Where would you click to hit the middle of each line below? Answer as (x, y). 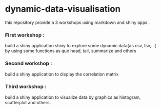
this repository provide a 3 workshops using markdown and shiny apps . (78, 22)
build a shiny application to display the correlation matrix (62, 74)
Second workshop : (29, 63)
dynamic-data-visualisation (63, 9)
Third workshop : (26, 87)
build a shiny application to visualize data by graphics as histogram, (73, 97)
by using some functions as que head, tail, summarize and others (71, 51)
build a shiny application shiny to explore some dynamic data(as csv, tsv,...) (81, 46)
